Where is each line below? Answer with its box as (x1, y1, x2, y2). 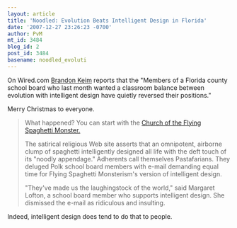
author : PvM (7, 30, 42, 38)
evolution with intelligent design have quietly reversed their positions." (7, 91, 212, 99)
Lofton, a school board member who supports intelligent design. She (24, 190, 225, 199)
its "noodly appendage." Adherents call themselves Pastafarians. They (24, 154, 231, 163)
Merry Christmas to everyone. (7, 104, 95, 113)
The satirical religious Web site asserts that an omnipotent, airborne (24, 139, 223, 148)
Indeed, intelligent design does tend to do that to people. (7, 212, 173, 220)
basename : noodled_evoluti (7, 57, 87, 64)
